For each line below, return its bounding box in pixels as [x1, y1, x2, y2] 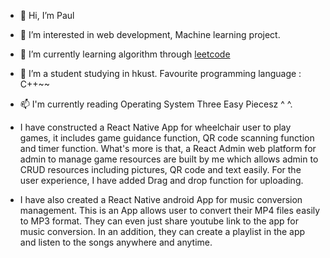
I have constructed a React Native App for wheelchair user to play [19, 121, 292, 133]
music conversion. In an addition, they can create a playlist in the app [19, 226, 306, 237]
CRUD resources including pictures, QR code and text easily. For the [19, 164, 302, 175]
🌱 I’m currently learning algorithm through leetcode [19, 48, 231, 60]
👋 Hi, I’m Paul [19, 10, 75, 21]
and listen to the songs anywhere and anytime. [19, 236, 213, 248]
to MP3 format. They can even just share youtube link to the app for [19, 215, 299, 227]
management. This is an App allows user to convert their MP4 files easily [19, 205, 321, 216]
